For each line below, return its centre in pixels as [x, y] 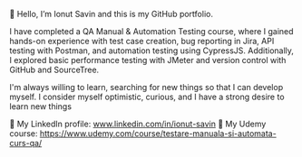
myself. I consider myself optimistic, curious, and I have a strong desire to [147, 97]
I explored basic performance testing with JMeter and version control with [148, 60]
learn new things [41, 106]
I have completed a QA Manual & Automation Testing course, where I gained [151, 31]
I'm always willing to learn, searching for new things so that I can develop [146, 87]
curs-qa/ [26, 143]
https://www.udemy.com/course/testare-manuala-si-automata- [158, 134]
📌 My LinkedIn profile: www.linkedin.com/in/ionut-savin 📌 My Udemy [138, 124]
